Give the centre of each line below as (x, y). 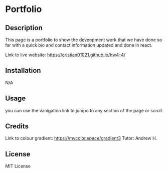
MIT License (18, 166)
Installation (23, 70)
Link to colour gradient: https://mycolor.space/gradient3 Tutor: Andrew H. (81, 138)
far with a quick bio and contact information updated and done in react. (79, 45)
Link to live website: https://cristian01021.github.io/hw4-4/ (65, 55)
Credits (17, 126)
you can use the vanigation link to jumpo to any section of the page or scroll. (84, 110)
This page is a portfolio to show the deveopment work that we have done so (84, 40)
